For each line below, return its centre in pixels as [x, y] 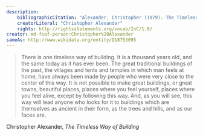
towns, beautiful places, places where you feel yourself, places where [108, 89]
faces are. [34, 115]
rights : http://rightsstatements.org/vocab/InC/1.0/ [85, 29]
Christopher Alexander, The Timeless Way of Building [73, 127]
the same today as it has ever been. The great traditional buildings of [107, 63]
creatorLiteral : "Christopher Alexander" [70, 23]
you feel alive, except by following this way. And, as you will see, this [106, 96]
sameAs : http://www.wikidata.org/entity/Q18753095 [71, 40]
